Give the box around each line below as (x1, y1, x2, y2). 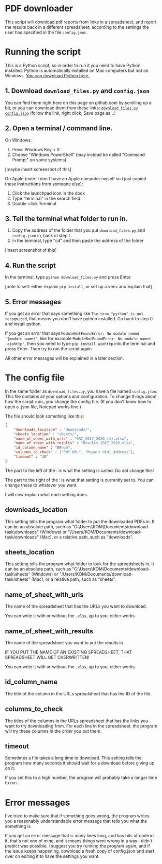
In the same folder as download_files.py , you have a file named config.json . (5, 388, 158, 394)
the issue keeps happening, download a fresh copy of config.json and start (5, 848, 155, 854)
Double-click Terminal (12, 200, 57, 207)
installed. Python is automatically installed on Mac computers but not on (5, 68, 148, 73)
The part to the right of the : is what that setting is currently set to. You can (5, 477, 154, 483)
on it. (5, 765, 15, 771)
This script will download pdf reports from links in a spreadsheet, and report (5, 19, 157, 25)
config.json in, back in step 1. (12, 233, 72, 239)
